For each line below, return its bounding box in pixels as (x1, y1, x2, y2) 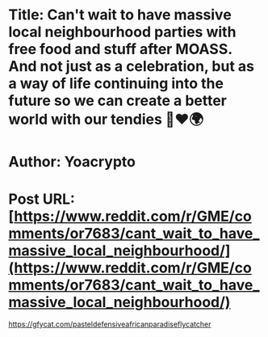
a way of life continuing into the (8, 74, 224, 93)
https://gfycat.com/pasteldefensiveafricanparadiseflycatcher (8, 319, 211, 329)
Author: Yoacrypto (8, 153, 136, 171)
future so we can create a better (8, 91, 228, 110)
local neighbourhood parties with (8, 23, 237, 41)
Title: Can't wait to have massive (8, 6, 232, 24)
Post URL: (8, 190, 75, 208)
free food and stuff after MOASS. (8, 40, 232, 58)
